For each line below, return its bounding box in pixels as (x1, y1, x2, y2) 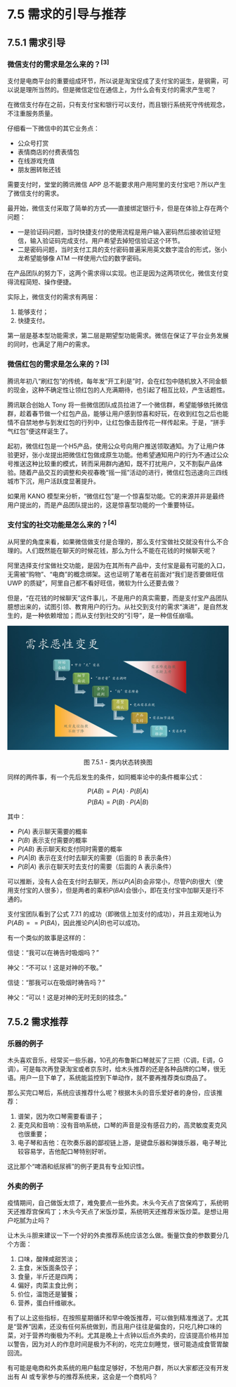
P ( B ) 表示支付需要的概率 (17, 836, 88, 845)
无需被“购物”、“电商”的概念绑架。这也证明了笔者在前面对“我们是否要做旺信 (7, 570, 224, 578)
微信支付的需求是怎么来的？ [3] (7, 58, 110, 69)
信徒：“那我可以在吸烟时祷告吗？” (7, 978, 105, 987)
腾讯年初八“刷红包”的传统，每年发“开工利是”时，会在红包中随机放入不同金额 (7, 377, 228, 386)
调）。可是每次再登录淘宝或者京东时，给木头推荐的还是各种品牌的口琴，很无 (7, 1065, 226, 1073)
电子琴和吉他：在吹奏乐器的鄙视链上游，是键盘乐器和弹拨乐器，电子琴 (17, 1138, 221, 1147)
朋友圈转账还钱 (17, 166, 61, 174)
